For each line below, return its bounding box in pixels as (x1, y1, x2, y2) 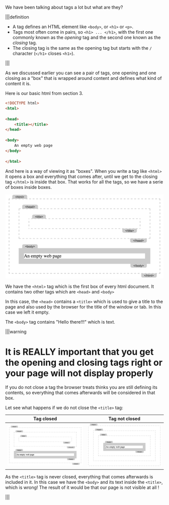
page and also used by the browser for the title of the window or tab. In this (5, 304, 161, 310)
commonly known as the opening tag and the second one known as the (12, 35, 161, 40)
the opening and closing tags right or (5, 357, 162, 368)
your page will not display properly (5, 367, 153, 379)
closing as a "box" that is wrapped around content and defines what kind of (5, 75, 162, 81)
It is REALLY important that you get (5, 346, 154, 357)
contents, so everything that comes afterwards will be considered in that (5, 389, 155, 395)
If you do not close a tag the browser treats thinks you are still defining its (5, 384, 157, 390)
